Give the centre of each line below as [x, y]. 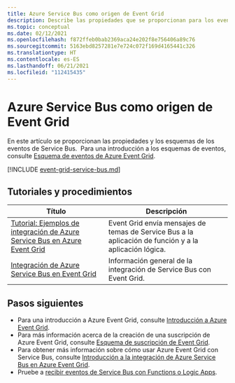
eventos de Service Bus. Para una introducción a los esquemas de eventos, [116, 148]
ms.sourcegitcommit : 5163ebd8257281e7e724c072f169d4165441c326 [101, 46]
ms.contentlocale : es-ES [43, 60]
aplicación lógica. [137, 249]
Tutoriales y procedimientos [70, 191]
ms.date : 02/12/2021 [37, 33]
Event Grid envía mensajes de [157, 223]
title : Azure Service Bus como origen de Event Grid [86, 14]
